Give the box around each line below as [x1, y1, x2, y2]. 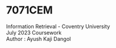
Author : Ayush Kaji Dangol [6, 35, 71, 42]
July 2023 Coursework [6, 29, 62, 36]
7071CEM [6, 4, 53, 17]
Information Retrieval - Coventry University [6, 23, 110, 30]
